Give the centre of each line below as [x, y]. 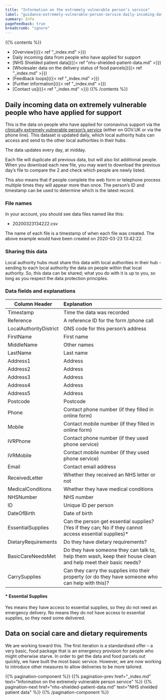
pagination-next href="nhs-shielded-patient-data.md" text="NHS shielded [81, 687]
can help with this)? [86, 583]
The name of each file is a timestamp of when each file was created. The [80, 233]
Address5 [19, 393]
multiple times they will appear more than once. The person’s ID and [75, 185]
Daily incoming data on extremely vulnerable [76, 105]
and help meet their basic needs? [102, 562]
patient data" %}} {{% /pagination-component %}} [57, 692]
